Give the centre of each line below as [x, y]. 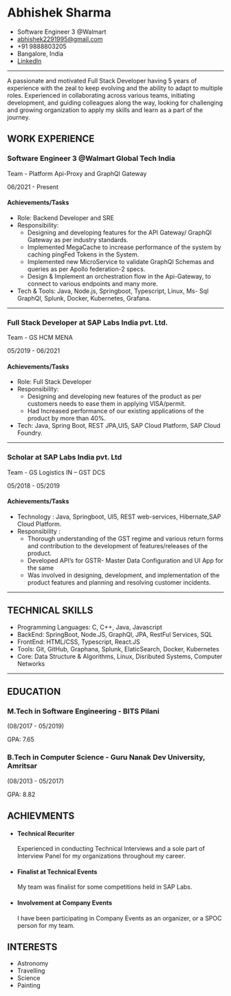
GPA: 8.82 [21, 794]
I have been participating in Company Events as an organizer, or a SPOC [119, 918]
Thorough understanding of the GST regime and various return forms [125, 539]
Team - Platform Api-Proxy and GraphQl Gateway [77, 173]
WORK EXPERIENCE [51, 139]
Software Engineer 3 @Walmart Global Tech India [91, 158]
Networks [31, 663]
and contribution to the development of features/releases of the [118, 545]
